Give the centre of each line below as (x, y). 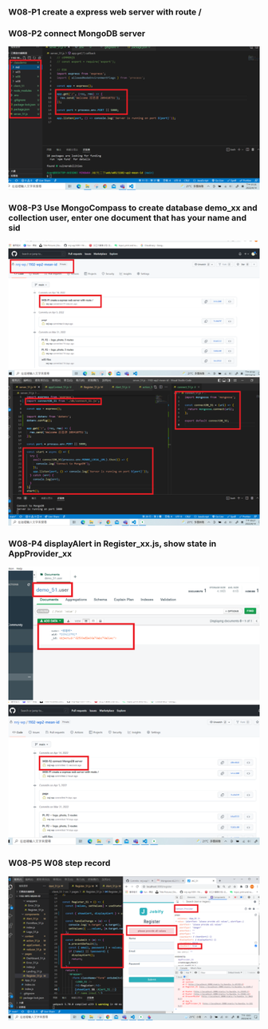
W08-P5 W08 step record (59, 863)
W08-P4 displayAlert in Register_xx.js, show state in (112, 544)
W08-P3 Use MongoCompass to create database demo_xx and (133, 208)
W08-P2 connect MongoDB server (77, 33)
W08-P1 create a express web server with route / (105, 12)
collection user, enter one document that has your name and (128, 217)
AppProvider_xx (40, 553)
